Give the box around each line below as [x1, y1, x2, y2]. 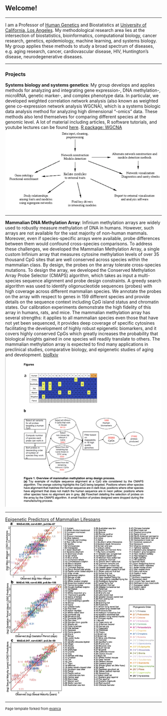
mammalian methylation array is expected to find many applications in [5, 341, 148, 347]
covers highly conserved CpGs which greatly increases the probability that [5, 331, 158, 337]
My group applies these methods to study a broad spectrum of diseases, [5, 43, 154, 49]
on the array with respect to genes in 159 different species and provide [5, 293, 150, 299]
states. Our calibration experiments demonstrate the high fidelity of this [5, 304, 152, 310]
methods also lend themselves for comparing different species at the [5, 114, 147, 120]
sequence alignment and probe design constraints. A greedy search [22, 277, 162, 283]
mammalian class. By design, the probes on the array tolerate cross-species [5, 261, 162, 268]
